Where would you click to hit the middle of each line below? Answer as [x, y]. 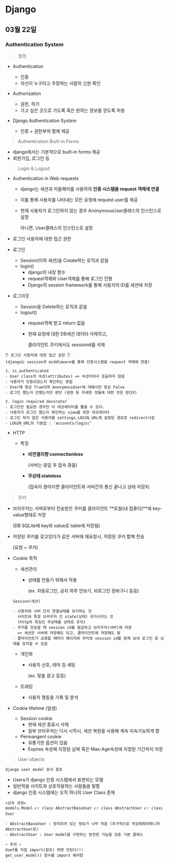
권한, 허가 [30, 104]
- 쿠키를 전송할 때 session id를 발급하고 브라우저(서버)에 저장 [72, 627]
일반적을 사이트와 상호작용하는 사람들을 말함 [56, 786]
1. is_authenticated [27, 371]
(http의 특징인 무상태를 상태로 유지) [51, 622]
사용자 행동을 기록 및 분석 [53, 697]
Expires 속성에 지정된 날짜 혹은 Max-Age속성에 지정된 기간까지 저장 [95, 749]
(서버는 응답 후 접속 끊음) [53, 465]
